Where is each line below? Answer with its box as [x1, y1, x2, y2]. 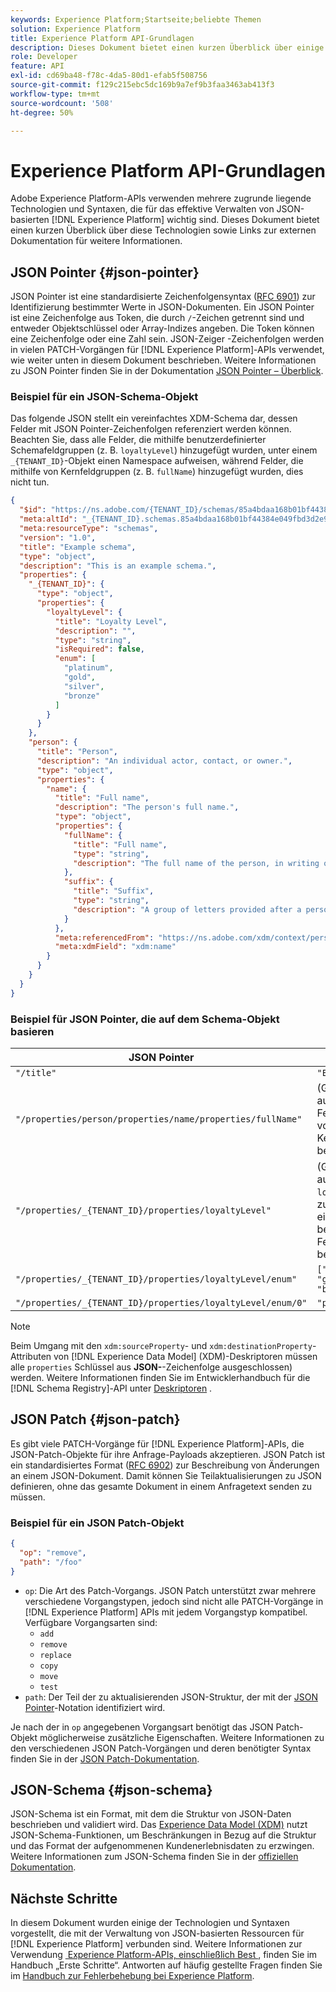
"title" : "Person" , [36, 747, 118, 757]
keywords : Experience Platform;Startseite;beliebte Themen [10, 14, 262, 25]
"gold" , [63, 672, 97, 683]
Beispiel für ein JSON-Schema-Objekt [10, 390, 199, 404]
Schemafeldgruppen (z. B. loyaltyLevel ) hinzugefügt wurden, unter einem [10, 444, 318, 456]
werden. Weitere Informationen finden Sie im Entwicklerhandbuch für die [10, 1371, 311, 1383]
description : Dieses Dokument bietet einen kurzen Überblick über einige [10, 42, 325, 53]
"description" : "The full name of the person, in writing [73, 858, 320, 868]
